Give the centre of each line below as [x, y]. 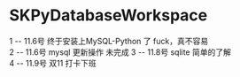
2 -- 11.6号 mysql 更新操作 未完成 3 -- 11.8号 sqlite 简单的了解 [120, 52]
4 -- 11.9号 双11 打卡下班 [53, 63]
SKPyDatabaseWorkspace [108, 15]
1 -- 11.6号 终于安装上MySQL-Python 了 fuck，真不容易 [109, 41]
